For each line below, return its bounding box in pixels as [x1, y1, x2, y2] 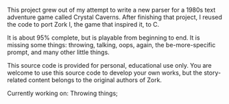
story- [203, 68, 221, 77]
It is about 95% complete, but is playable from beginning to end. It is [7, 34, 200, 42]
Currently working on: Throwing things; [7, 89, 118, 97]
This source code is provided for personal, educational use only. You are [7, 62, 212, 69]
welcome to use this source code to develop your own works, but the [7, 68, 202, 77]
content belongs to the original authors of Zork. [28, 76, 162, 84]
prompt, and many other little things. [7, 48, 110, 56]
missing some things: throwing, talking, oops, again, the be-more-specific [7, 41, 216, 49]
